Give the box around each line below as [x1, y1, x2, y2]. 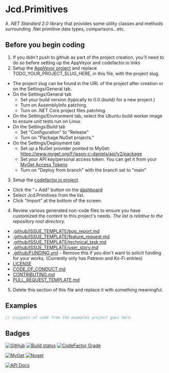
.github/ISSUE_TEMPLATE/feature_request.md [12, 233, 110, 239]
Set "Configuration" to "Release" [20, 129, 89, 135]
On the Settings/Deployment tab [12, 140, 80, 146]
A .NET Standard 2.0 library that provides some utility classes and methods [5, 20, 163, 26]
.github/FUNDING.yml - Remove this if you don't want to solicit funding [12, 250, 161, 256]
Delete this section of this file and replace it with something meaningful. [12, 286, 163, 292]
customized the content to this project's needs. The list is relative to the [12, 212, 163, 219]
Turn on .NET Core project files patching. [20, 107, 107, 113]
